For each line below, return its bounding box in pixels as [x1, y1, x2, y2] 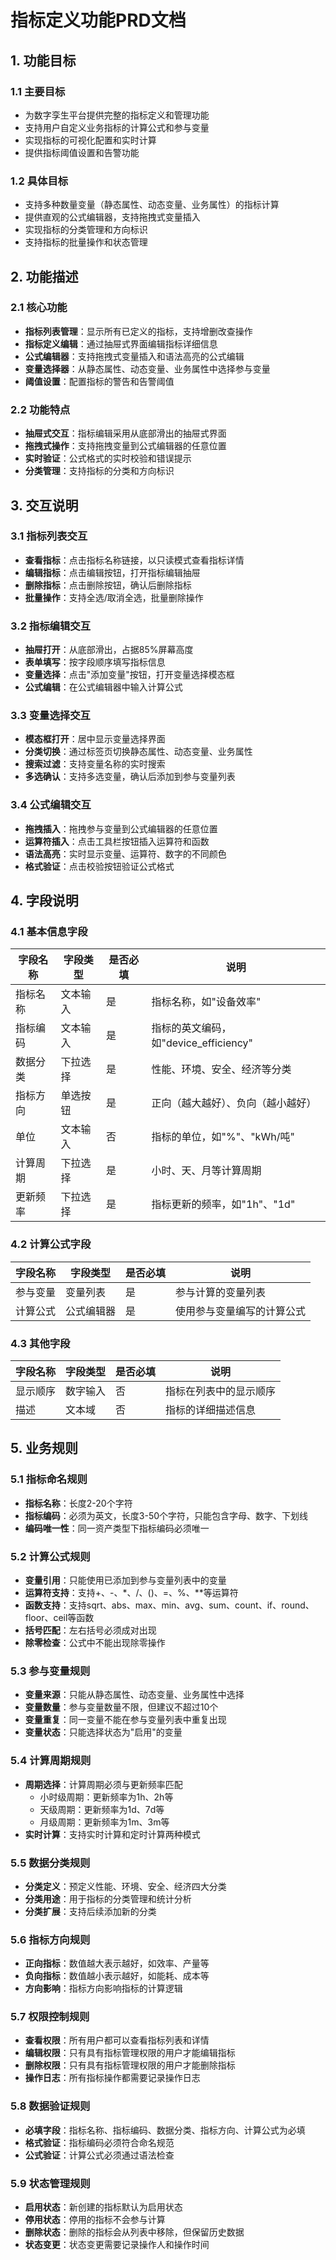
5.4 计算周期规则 [10, 1754, 92, 1768]
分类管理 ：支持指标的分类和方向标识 [24, 465, 175, 477]
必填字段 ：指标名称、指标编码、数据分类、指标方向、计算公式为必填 [24, 2124, 306, 2136]
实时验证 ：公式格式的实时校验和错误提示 [24, 452, 192, 465]
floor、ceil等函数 [24, 1612, 95, 1623]
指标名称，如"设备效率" [151, 995, 262, 1009]
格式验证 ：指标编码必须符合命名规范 [24, 2136, 175, 2148]
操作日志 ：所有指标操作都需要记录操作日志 [24, 2072, 201, 2084]
